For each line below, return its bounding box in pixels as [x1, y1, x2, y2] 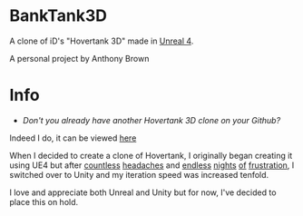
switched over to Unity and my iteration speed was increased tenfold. [9, 169, 269, 180]
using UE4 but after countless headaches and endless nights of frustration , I [9, 160, 295, 171]
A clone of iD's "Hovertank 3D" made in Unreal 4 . [9, 35, 194, 46]
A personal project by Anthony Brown [9, 53, 150, 64]
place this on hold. [9, 196, 79, 207]
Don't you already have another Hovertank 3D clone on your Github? [22, 114, 281, 125]
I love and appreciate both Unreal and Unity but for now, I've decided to [9, 187, 277, 198]
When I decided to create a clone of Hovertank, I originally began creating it [9, 150, 293, 161]
